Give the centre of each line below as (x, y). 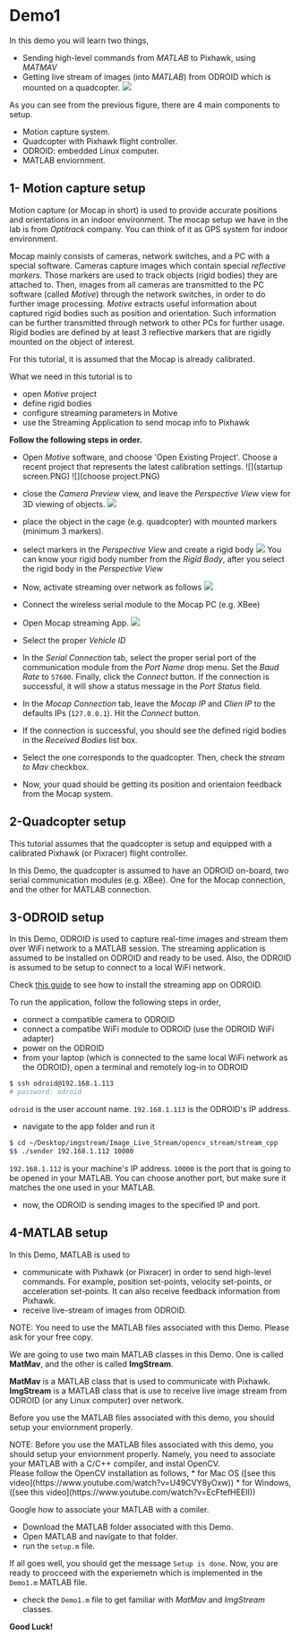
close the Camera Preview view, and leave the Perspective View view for (156, 493)
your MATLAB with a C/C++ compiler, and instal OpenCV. (115, 1463)
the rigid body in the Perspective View (93, 568)
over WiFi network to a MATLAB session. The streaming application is (137, 949)
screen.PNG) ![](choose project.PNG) (91, 476)
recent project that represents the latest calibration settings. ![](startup (153, 466)
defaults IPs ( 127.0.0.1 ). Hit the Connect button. (111, 712)
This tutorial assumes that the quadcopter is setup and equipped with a (141, 843)
